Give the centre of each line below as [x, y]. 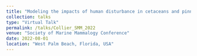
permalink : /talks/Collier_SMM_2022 [51, 28]
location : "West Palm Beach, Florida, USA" [60, 44]
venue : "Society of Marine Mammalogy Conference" [68, 33]
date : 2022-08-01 [27, 38]
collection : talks [28, 17]
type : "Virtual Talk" [33, 22]
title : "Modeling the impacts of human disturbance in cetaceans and [93, 11]
